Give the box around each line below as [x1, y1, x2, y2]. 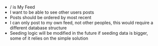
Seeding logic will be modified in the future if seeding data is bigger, [9, 30, 148, 36]
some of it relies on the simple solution [9, 35, 89, 41]
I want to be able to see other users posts [9, 9, 95, 15]
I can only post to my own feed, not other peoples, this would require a [9, 20, 154, 25]
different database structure [9, 25, 67, 31]
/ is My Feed [9, 4, 35, 10]
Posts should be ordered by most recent [9, 15, 92, 20]
